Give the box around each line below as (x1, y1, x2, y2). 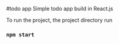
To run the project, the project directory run (6, 17, 113, 23)
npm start (6, 31, 35, 38)
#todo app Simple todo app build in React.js (6, 5, 114, 12)
